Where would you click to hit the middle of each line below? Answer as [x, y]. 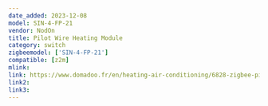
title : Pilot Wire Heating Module [66, 38]
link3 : [19, 90]
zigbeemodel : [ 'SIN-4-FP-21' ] [59, 53]
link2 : [19, 82]
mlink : [19, 68]
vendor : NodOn [32, 30]
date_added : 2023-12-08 [48, 16]
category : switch [37, 45]
